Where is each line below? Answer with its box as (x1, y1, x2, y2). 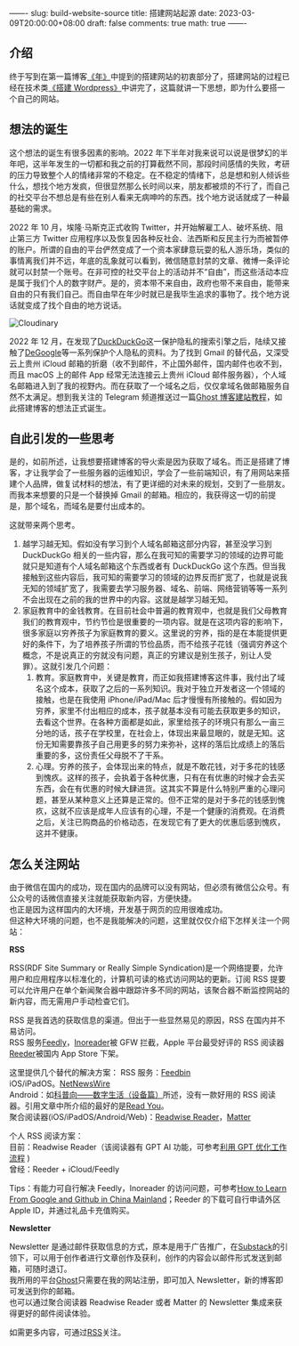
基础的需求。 (9, 203, 56, 214)
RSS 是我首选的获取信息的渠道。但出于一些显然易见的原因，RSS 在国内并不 (9, 1015, 286, 1026)
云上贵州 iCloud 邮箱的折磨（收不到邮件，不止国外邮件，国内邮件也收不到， (9, 358, 287, 369)
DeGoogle (25, 346, 62, 358)
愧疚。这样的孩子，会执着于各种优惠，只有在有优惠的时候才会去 (43, 773, 278, 783)
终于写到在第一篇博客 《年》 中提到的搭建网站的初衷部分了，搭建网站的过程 (9, 70, 282, 82)
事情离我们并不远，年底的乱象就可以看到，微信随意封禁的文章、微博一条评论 (9, 255, 290, 265)
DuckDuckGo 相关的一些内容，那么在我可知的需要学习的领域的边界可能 (21, 550, 284, 561)
